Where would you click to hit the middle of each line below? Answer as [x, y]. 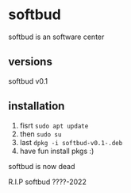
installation [37, 106]
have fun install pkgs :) [57, 151]
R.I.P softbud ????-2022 [48, 182]
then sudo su [40, 134]
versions [31, 62]
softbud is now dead [42, 166]
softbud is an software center [56, 37]
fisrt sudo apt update [54, 125]
